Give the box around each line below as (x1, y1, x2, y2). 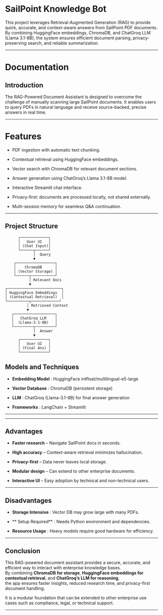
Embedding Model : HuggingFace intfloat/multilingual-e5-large (12, 376, 139, 382)
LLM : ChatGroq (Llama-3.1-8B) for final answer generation (12, 394, 130, 400)
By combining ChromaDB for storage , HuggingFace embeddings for (5, 570, 144, 576)
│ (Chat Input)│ (17, 243, 51, 248)
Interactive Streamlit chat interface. (12, 185, 82, 190)
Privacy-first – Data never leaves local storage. (12, 459, 107, 465)
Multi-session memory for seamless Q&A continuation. (12, 203, 121, 209)
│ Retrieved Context (26, 303, 68, 308)
